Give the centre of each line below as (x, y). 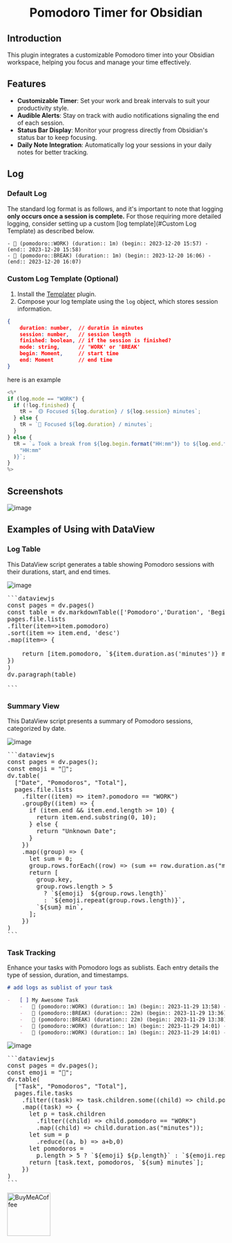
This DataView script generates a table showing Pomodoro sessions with (111, 564)
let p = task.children (67, 1114)
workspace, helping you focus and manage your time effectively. (99, 62)
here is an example (34, 379)
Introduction (35, 38)
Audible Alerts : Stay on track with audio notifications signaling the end (118, 115)
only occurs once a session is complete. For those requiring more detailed (114, 216)
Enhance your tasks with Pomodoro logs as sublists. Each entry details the (113, 968)
